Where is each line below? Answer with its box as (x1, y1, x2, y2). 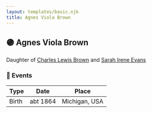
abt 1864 (29, 97, 56, 105)
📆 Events (6, 72, 33, 80)
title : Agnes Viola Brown (6, 14, 71, 20)
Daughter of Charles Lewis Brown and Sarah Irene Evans (6, 56, 147, 64)
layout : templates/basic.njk (6, 8, 79, 15)
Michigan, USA (62, 97, 104, 105)
